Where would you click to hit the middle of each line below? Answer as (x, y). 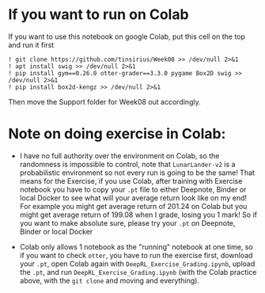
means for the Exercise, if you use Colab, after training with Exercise (131, 181)
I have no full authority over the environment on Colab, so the (119, 155)
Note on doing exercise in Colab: (117, 134)
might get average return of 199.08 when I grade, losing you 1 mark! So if (138, 215)
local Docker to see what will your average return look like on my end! (133, 198)
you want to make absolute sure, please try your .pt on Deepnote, (127, 223)
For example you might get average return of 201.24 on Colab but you (133, 206)
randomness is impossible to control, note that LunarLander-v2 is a (127, 164)
